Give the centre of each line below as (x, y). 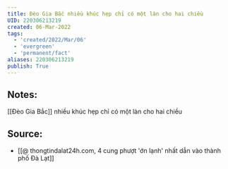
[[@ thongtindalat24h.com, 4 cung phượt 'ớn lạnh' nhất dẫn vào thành (119, 151)
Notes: (22, 95)
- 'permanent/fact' (42, 54)
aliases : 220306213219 (41, 60)
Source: (25, 133)
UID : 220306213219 (34, 20)
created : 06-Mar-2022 (39, 27)
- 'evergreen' (34, 46)
